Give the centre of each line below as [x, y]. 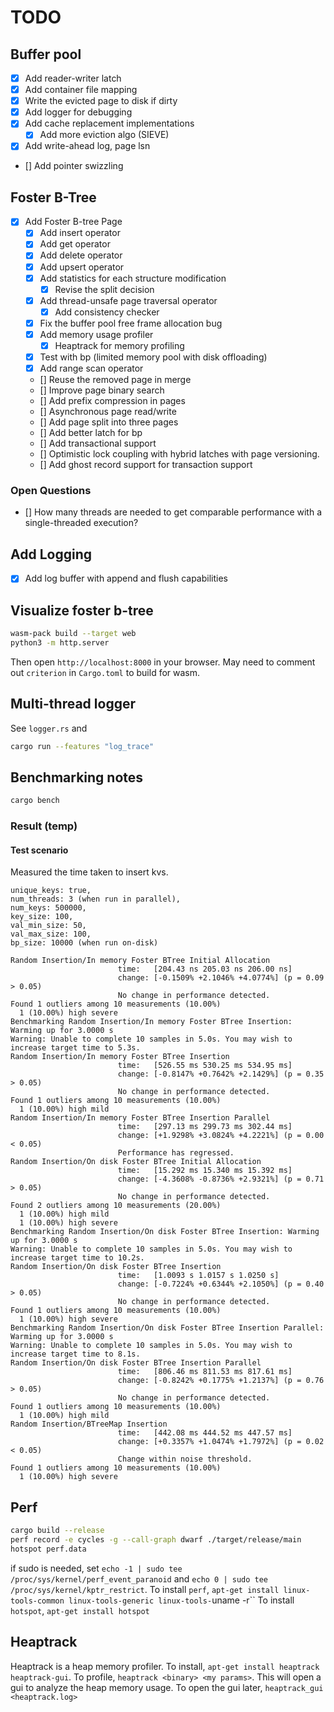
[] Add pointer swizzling [74, 166]
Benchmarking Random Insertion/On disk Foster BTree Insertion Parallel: [167, 1328]
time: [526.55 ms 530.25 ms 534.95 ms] [205, 1066]
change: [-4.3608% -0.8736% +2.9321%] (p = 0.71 [221, 1179]
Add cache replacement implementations [109, 123]
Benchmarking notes [77, 777]
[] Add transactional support [98, 443]
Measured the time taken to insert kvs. [89, 872]
